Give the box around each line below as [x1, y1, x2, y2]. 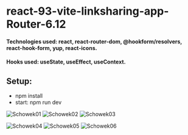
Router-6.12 [6, 17, 66, 31]
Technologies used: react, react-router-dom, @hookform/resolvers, [6, 38, 183, 45]
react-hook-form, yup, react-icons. [6, 44, 97, 51]
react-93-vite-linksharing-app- [6, 4, 169, 18]
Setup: [6, 76, 32, 86]
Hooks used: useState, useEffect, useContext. [6, 58, 126, 65]
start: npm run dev [15, 99, 62, 106]
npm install [15, 92, 43, 100]
